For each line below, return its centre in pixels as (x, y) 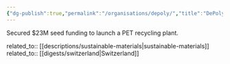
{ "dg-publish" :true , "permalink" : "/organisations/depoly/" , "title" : (105, 13)
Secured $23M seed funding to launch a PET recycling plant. (93, 33)
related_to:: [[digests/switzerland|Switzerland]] (73, 53)
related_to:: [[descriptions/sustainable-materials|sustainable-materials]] (108, 46)
